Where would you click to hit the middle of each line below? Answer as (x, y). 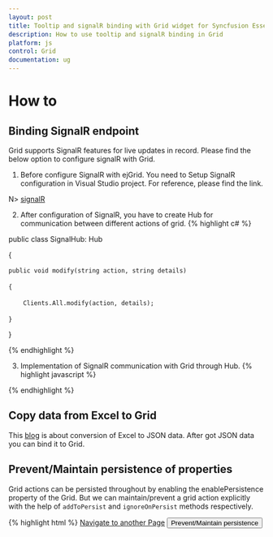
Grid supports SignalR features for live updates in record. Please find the (130, 150)
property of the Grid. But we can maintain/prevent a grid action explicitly (129, 497)
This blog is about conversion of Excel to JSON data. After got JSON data (131, 435)
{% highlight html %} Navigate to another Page (87, 522)
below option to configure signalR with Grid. (82, 159)
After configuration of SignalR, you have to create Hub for (117, 215)
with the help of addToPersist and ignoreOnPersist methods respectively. (131, 506)
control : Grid (32, 52)
